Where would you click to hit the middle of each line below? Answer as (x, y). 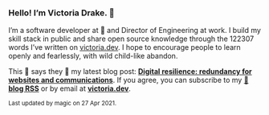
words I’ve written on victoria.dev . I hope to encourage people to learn (124, 47)
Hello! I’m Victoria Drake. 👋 (61, 13)
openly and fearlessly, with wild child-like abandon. (93, 56)
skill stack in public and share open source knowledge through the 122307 (131, 39)
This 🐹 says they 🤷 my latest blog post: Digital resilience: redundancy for (130, 72)
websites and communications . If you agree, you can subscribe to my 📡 (128, 80)
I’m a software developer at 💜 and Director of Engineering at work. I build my (134, 31)
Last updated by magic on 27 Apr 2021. (63, 104)
